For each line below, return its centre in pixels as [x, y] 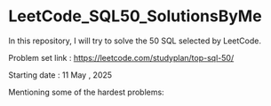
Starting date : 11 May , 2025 [60, 75]
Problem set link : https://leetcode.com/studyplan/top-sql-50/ [121, 57]
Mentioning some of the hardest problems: [87, 92]
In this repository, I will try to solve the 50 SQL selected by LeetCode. [135, 41]
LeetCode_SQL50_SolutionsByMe [135, 16]
